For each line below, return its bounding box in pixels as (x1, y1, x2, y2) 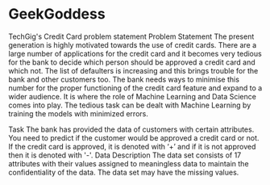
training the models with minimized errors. (8, 108, 149, 118)
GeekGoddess (8, 5, 106, 23)
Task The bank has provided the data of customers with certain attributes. (8, 124, 255, 134)
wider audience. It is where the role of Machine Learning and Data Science (8, 91, 256, 101)
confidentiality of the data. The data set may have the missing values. (8, 167, 239, 177)
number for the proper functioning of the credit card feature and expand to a (8, 82, 263, 93)
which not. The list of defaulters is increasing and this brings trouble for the (8, 65, 259, 75)
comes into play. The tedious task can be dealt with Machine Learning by (8, 100, 251, 110)
